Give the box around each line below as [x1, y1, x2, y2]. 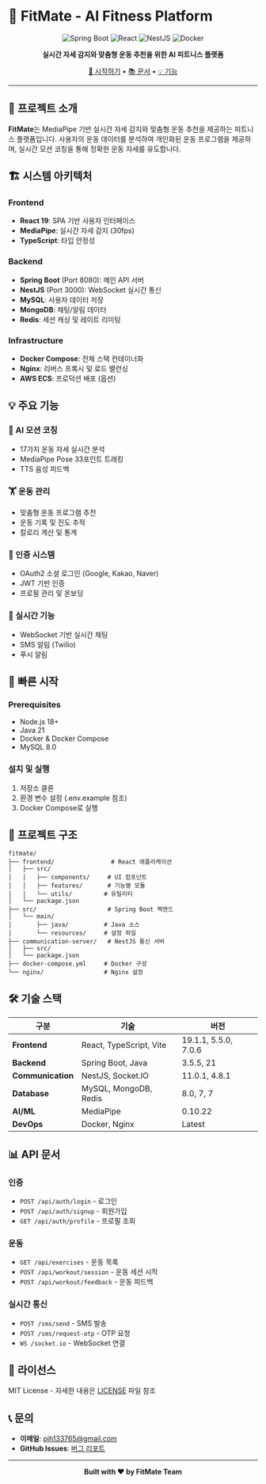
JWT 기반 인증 [19, 579, 66, 588]
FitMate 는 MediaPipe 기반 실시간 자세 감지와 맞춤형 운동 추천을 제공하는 [8, 124, 234, 134]
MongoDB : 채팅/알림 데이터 [19, 305, 107, 314]
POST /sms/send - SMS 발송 [19, 1318, 107, 1328]
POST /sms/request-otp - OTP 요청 [19, 1328, 131, 1338]
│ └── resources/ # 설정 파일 [8, 929, 137, 937]
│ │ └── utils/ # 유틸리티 [8, 890, 133, 898]
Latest [181, 1119, 205, 1130]
